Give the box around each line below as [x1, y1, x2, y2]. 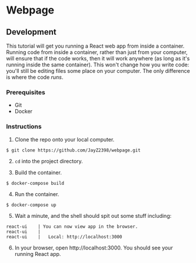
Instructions [6, 123, 42, 131]
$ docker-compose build [6, 180, 65, 186]
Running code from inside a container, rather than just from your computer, [6, 49, 188, 56]
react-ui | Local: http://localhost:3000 [6, 234, 122, 240]
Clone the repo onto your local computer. [14, 136, 115, 143]
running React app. [14, 250, 61, 257]
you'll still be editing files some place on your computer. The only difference [6, 68, 190, 74]
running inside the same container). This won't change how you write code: [6, 61, 190, 68]
